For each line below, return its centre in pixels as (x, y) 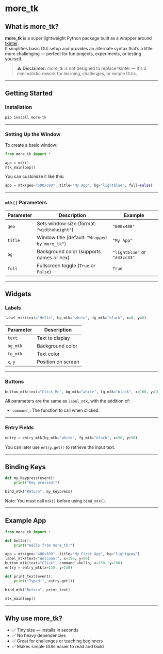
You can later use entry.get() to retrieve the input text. (60, 447)
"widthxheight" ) (55, 230)
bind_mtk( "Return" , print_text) (38, 590)
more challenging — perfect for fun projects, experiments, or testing (73, 54)
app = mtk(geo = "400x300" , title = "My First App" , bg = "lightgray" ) (72, 554)
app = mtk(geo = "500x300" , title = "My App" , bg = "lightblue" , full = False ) (79, 186)
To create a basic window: (31, 145)
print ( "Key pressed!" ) (37, 483)
